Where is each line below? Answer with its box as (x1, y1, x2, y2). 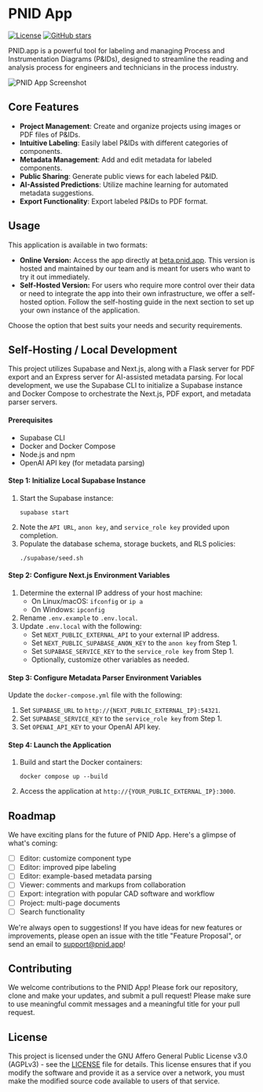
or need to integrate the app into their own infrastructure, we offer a (19, 288, 239, 298)
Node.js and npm (19, 449, 75, 459)
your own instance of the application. (19, 305, 140, 315)
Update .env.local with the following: (19, 621, 142, 630)
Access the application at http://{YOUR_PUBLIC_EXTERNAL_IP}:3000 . (19, 787, 236, 796)
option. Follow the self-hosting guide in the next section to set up (43, 297, 254, 306)
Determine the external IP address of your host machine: (19, 588, 203, 597)
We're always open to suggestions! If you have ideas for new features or (8, 922, 243, 932)
